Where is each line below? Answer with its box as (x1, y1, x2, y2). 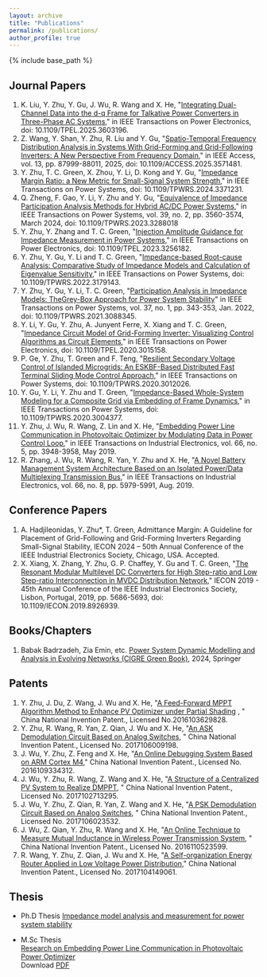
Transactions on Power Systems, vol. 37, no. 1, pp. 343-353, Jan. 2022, (20, 303, 255, 313)
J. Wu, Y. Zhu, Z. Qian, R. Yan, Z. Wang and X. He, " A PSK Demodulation (20, 799, 257, 809)
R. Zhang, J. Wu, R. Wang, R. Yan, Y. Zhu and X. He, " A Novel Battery (20, 455, 246, 465)
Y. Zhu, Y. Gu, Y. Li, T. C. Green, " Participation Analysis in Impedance (20, 286, 247, 295)
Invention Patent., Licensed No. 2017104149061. (20, 867, 178, 877)
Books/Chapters (9, 624, 92, 638)
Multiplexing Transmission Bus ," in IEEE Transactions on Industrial (20, 472, 237, 482)
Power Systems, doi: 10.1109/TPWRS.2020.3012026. (20, 379, 192, 389)
